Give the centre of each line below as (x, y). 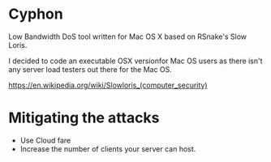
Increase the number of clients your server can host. (108, 149)
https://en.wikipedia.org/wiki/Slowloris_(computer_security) (108, 85)
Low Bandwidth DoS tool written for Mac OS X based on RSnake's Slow (128, 36)
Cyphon (36, 14)
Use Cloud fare (45, 140)
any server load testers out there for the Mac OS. (90, 69)
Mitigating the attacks (84, 118)
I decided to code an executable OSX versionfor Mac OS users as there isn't (135, 61)
